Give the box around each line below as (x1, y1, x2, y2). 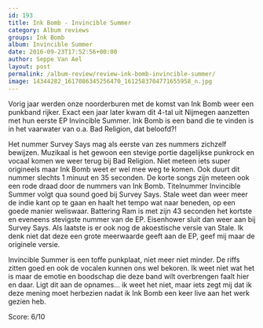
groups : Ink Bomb (8, 33, 65, 42)
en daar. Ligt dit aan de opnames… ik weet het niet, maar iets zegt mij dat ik (8, 280, 253, 289)
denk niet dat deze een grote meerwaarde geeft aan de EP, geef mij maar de (8, 231, 255, 241)
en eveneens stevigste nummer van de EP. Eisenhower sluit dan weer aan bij (8, 214, 256, 224)
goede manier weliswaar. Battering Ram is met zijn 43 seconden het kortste (8, 206, 253, 216)
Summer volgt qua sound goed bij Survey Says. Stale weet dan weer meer (8, 190, 249, 199)
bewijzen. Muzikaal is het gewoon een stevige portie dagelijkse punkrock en (8, 147, 255, 157)
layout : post (8, 63, 51, 71)
